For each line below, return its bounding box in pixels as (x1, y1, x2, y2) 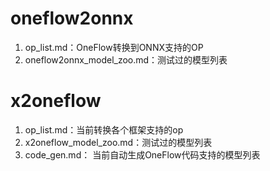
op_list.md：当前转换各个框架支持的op (24, 123, 184, 136)
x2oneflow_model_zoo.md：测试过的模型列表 (24, 136, 213, 148)
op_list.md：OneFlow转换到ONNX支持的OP (24, 41, 204, 53)
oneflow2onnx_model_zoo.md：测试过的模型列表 (24, 53, 228, 66)
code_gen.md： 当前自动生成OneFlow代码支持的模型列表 (24, 148, 261, 161)
